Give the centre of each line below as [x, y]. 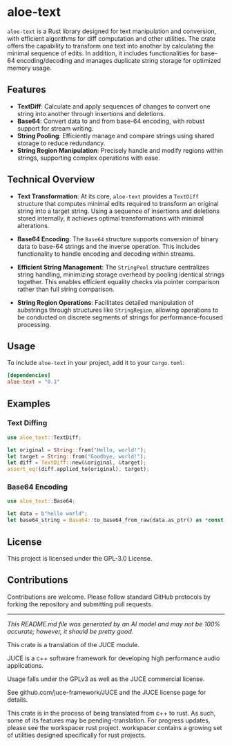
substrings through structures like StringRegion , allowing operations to [118, 310]
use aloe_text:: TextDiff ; [44, 437]
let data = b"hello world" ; [48, 514]
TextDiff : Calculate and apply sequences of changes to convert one [114, 106]
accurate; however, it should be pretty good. [70, 631]
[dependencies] [29, 375]
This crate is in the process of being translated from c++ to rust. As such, [112, 713]
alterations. [33, 225]
